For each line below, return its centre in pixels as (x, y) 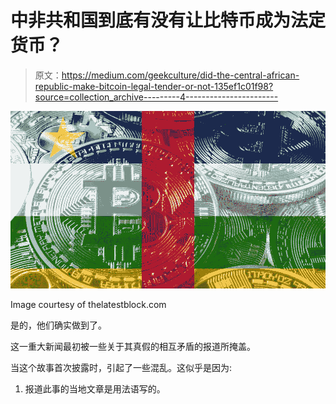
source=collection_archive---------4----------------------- (156, 97)
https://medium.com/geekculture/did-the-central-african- (180, 75)
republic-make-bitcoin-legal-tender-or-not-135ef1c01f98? (154, 86)
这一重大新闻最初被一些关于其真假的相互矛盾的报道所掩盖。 (133, 346)
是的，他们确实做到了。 (58, 325)
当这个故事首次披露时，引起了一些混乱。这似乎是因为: (121, 367)
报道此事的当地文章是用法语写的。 (95, 388)
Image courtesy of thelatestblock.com (88, 304)
